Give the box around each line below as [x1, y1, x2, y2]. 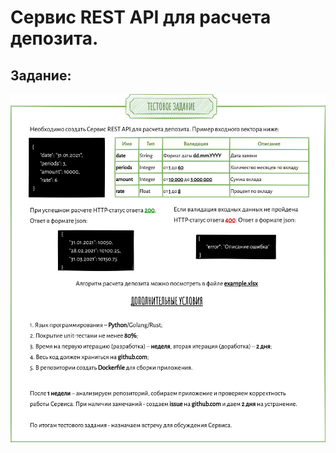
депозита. [10, 27, 99, 50]
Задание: [10, 67, 72, 84]
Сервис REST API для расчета [10, 6, 272, 29]
